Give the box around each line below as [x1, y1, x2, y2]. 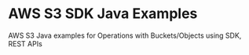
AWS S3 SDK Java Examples [8, 5, 198, 23]
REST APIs [8, 38, 43, 48]
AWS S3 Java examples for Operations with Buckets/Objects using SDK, [8, 31, 242, 40]
